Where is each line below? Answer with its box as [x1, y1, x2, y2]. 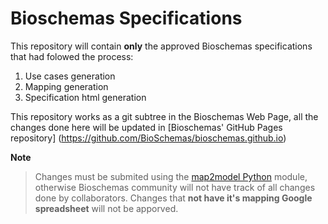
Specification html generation [24, 91, 147, 103]
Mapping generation [24, 80, 109, 92]
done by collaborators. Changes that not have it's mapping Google [34, 192, 313, 204]
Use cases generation [24, 70, 116, 82]
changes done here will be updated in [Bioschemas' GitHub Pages [10, 121, 283, 133]
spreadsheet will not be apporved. [34, 202, 179, 214]
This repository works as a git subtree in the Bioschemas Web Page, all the [10, 110, 319, 122]
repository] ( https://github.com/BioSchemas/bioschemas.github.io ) [10, 132, 287, 144]
